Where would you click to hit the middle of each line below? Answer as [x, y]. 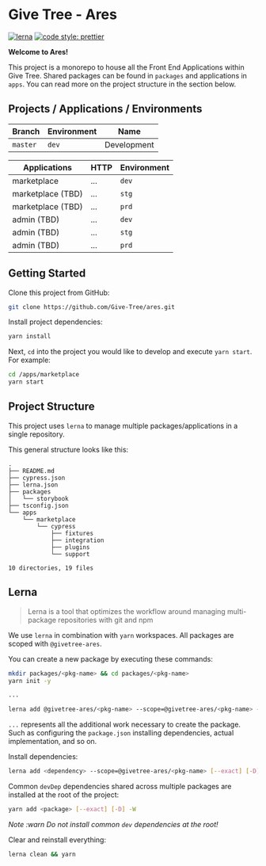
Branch [26, 131]
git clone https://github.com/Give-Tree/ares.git [92, 307]
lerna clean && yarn [42, 854]
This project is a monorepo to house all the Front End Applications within [126, 67]
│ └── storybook [38, 498]
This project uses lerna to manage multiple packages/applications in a [123, 425]
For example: [30, 360]
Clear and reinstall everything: [57, 839]
